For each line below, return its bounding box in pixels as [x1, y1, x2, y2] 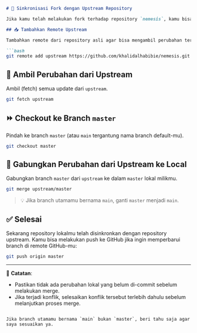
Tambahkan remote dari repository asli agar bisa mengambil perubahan [6, 37, 182, 43]
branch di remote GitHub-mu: [6, 242, 77, 249]
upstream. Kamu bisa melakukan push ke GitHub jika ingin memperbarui [6, 236, 181, 243]
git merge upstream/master [6, 186, 72, 192]
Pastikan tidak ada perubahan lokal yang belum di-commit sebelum [14, 281, 178, 288]
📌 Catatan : [6, 270, 33, 277]
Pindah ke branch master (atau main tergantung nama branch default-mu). [6, 132, 184, 139]
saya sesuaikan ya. [6, 321, 54, 327]
